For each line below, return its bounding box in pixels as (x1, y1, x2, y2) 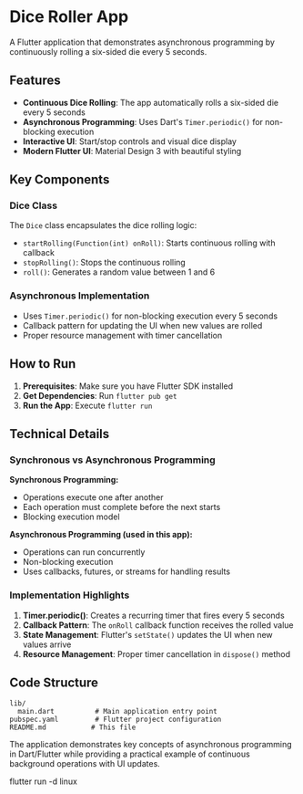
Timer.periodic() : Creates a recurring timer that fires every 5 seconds (22, 610, 285, 621)
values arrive (22, 639, 72, 650)
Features (9, 73, 61, 89)
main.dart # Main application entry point (17, 707, 218, 716)
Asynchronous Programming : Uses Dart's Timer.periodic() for (22, 116, 264, 127)
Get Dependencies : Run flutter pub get (22, 390, 177, 401)
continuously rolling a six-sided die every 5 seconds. (9, 46, 207, 57)
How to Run (9, 356, 76, 371)
